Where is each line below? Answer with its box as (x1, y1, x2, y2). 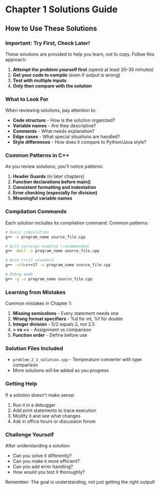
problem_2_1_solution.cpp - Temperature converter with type (12, 357, 142, 363)
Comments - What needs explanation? (12, 128, 95, 134)
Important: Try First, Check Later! (5, 40, 90, 47)
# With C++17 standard (5, 258, 54, 263)
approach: (5, 56, 27, 63)
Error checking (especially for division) (12, 190, 98, 196)
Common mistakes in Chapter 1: (5, 300, 73, 306)
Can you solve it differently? (12, 453, 72, 459)
